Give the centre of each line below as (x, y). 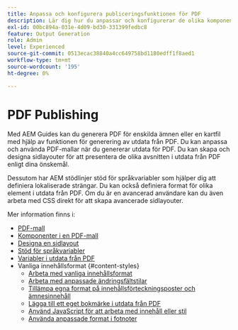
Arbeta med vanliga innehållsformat (80, 273)
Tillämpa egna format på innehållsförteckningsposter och (112, 289)
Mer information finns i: (41, 214)
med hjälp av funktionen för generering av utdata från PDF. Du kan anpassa (118, 142)
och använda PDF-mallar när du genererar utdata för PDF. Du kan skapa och (119, 149)
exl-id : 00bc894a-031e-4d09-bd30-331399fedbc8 (77, 27)
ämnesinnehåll (49, 296)
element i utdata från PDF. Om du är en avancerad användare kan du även (115, 193)
